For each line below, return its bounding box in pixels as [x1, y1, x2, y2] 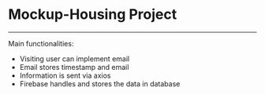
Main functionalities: [8, 38, 74, 48]
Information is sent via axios [19, 71, 111, 80]
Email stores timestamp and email [19, 62, 129, 71]
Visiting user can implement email [19, 53, 130, 64]
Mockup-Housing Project [8, 5, 177, 24]
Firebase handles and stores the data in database [19, 79, 181, 88]
